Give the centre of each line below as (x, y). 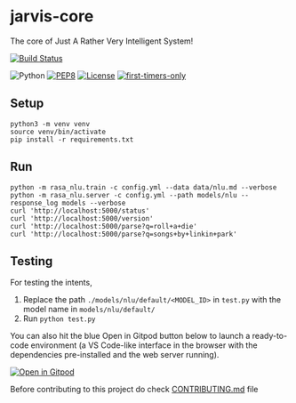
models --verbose (94, 203)
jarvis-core (52, 16)
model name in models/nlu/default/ (89, 310)
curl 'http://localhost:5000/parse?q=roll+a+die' (104, 226)
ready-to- (270, 336)
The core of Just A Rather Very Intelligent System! (102, 41)
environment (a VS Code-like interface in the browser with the (144, 345)
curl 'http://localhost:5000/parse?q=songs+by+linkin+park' (124, 234)
